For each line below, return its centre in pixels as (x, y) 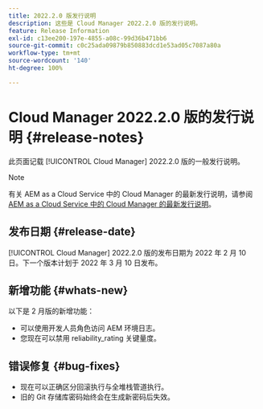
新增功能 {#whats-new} (68, 290)
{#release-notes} (85, 137)
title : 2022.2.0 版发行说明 (52, 16)
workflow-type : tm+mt (45, 53)
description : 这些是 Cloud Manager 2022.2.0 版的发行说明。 (105, 23)
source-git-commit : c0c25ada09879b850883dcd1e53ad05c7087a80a (115, 46)
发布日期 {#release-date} (72, 232)
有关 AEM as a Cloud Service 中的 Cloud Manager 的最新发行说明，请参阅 (131, 194)
